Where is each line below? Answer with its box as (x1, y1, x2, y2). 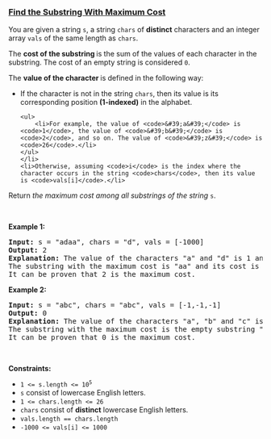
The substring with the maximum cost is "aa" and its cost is (8, 261, 260, 271)
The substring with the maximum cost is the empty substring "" (8, 325, 269, 334)
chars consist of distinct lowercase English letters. (19, 405, 189, 415)
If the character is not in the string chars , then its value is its (19, 89, 219, 98)
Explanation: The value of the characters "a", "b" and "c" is (8, 317, 264, 326)
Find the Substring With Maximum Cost (8, 6, 166, 18)
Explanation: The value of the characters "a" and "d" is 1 (8, 253, 252, 263)
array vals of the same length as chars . (8, 33, 139, 43)
